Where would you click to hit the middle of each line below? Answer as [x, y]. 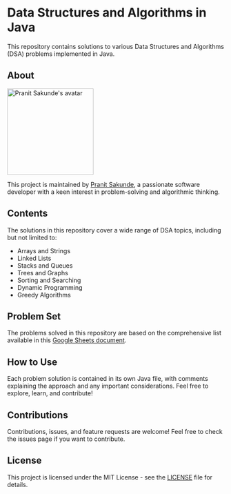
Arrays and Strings [44, 250]
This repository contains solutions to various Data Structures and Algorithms [115, 46]
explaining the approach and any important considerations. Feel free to [108, 386]
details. [18, 484]
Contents [28, 214]
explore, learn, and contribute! [50, 393]
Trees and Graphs [43, 273]
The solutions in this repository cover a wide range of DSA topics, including [114, 230]
